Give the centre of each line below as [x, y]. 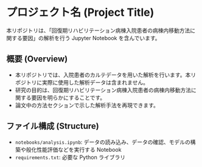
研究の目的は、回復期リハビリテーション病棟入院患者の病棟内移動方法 [103, 90]
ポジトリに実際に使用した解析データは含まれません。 [82, 82]
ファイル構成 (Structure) [53, 126]
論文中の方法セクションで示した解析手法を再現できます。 [87, 105]
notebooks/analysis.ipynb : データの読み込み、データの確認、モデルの [103, 142]
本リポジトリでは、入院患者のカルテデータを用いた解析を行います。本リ [106, 75]
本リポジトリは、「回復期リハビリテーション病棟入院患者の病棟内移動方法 [98, 30]
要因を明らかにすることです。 [68, 97]
